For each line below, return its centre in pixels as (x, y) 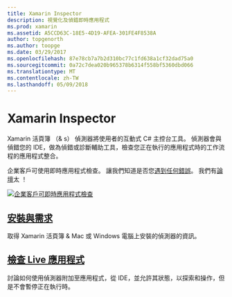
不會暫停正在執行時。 (43, 286)
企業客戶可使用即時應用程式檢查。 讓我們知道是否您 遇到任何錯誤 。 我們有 (112, 171)
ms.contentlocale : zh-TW (43, 78)
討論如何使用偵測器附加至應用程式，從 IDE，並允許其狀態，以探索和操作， (113, 278)
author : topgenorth (35, 39)
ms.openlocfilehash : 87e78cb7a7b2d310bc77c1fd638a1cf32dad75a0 (100, 59)
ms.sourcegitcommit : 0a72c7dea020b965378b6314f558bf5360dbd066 (100, 65)
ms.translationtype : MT (42, 71)
